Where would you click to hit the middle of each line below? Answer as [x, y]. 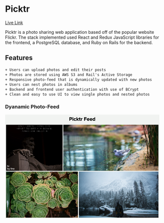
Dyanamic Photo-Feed [32, 106]
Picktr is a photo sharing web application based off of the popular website [80, 32]
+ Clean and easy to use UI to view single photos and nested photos [78, 94]
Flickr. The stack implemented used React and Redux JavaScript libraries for [82, 37]
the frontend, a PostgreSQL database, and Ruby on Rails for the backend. [79, 42]
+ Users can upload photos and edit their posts [56, 70]
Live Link [14, 23]
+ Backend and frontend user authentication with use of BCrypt [72, 89]
